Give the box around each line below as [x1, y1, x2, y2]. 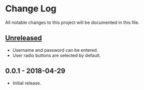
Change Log [5, 3, 56, 14]
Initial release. [12, 80, 41, 86]
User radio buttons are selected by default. [12, 52, 101, 58]
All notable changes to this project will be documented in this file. [5, 19, 140, 25]
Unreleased [5, 34, 42, 42]
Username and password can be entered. [12, 47, 98, 53]
